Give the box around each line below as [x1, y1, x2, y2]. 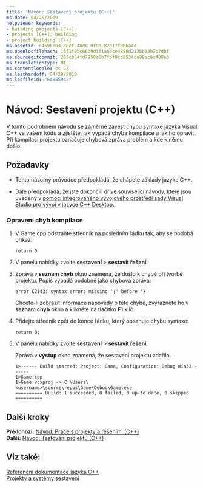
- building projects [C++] [6, 26, 75, 32]
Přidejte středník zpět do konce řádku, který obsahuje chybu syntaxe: [15, 317, 189, 325]
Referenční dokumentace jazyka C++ [6, 468, 99, 475]
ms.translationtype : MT [6, 60, 67, 66]
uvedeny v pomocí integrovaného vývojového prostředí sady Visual [15, 194, 184, 201]
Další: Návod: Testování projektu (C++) [6, 434, 104, 441]
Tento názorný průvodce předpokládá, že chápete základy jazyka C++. [15, 176, 193, 183]
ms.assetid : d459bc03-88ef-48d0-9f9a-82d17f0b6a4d [6, 43, 137, 49]
